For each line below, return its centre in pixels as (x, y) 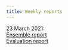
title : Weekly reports (34, 11)
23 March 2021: (25, 28)
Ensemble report (27, 34)
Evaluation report (27, 41)
